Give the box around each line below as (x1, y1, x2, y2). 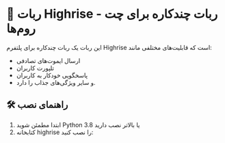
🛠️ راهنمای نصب (6, 99, 68, 111)
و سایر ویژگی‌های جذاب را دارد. (16, 78, 96, 86)
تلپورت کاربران (16, 64, 55, 72)
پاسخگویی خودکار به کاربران (16, 71, 88, 79)
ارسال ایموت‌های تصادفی (16, 56, 81, 64)
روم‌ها (6, 21, 36, 36)
